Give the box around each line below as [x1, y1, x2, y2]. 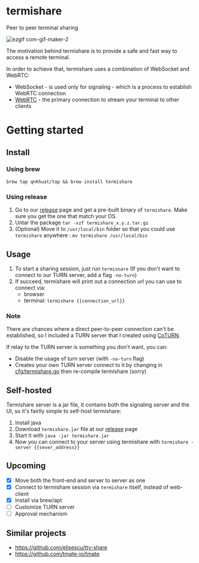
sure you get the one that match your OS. [14, 213, 117, 220]
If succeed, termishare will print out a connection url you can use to [14, 278, 182, 285]
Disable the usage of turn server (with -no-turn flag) [14, 355, 144, 362]
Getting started [6, 124, 84, 137]
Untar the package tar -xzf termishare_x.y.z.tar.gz [14, 219, 149, 226]
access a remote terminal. [6, 53, 71, 61]
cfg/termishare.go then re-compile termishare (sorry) [14, 368, 147, 375]
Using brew [6, 165, 40, 173]
